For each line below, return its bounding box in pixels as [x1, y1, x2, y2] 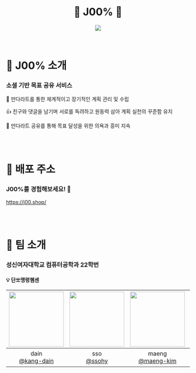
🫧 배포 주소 [6, 163, 55, 176]
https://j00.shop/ [6, 198, 47, 205]
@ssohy [85, 357, 108, 365]
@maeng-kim [138, 357, 177, 365]
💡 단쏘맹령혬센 [6, 276, 40, 283]
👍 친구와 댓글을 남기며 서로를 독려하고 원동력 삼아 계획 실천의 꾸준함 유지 [6, 108, 173, 115]
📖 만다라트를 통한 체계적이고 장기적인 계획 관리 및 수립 [6, 96, 129, 103]
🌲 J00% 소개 [6, 59, 67, 72]
